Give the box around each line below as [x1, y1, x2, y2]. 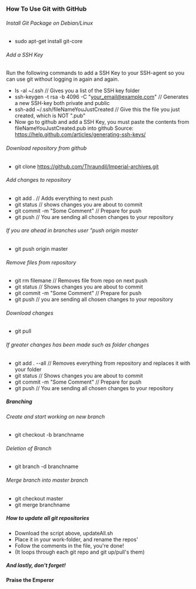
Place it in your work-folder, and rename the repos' [14, 536, 138, 543]
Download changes [6, 309, 54, 316]
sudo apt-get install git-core [14, 38, 83, 45]
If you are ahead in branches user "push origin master [6, 227, 138, 234]
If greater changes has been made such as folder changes [6, 341, 150, 348]
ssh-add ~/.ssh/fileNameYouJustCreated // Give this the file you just [14, 106, 180, 113]
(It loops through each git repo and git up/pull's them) [14, 548, 145, 555]
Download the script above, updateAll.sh [14, 529, 114, 536]
